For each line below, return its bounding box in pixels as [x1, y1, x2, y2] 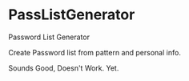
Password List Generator [8, 32, 90, 42]
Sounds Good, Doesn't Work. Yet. [8, 63, 119, 73]
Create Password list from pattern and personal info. [8, 47, 182, 57]
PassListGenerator [8, 6, 135, 24]
